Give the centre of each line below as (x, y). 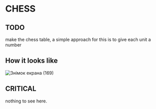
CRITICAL (21, 89)
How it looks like (32, 61)
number (13, 45)
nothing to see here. (26, 101)
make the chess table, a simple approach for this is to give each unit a (78, 39)
